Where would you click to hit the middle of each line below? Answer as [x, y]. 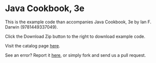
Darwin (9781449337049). [32, 27]
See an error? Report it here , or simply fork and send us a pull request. [76, 55]
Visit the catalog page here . [33, 46]
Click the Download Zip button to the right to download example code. [75, 36]
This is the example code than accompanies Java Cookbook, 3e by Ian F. [78, 22]
